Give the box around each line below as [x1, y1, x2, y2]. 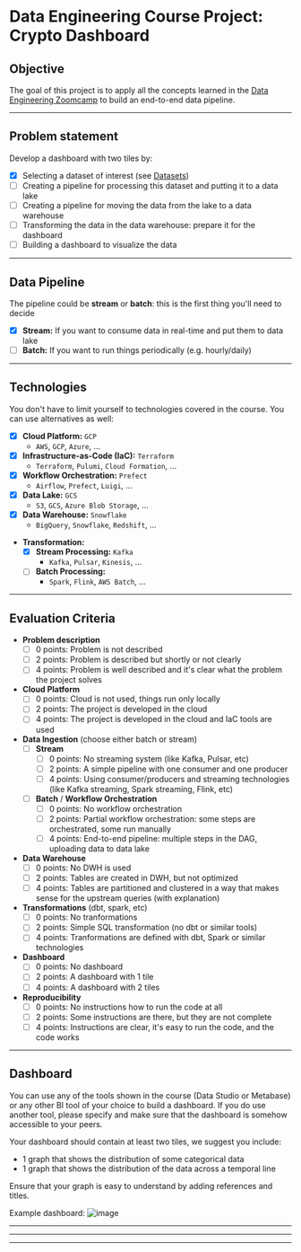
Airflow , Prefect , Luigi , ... [35, 481, 133, 491]
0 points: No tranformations [35, 912, 138, 922]
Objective [9, 61, 65, 76]
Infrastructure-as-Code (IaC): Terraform [21, 450, 175, 461]
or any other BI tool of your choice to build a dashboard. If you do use [9, 1099, 266, 1110]
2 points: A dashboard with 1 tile [35, 972, 154, 983]
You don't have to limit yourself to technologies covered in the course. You [9, 403, 285, 414]
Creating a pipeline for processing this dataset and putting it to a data [21, 180, 279, 190]
